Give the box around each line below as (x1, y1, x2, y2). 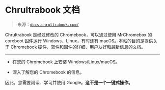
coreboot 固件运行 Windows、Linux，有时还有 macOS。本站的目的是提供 (5, 37, 153, 44)
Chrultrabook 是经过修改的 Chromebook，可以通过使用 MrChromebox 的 (5, 32, 152, 37)
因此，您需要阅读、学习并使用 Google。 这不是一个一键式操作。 (5, 79, 133, 85)
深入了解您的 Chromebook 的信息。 (12, 69, 84, 75)
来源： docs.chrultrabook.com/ (17, 21, 79, 27)
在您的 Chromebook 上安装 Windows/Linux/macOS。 (12, 59, 120, 65)
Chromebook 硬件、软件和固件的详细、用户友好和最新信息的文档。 (10, 44, 146, 50)
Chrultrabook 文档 (5, 4, 80, 16)
